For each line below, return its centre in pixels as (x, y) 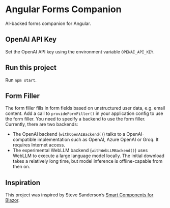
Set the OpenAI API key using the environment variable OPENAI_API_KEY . (80, 51)
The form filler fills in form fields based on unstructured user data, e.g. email (85, 108)
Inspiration (23, 182)
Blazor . (12, 200)
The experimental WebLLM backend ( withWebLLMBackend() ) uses (80, 151)
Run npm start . (21, 80)
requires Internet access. (39, 145)
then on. (21, 167)
